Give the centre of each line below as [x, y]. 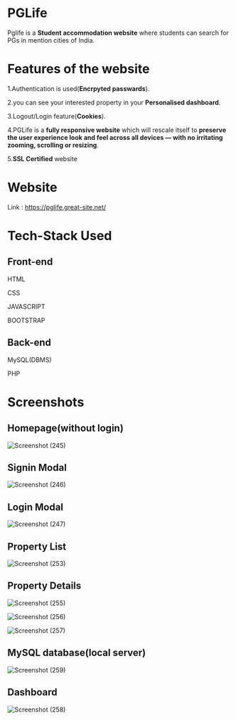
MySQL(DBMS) [29, 359]
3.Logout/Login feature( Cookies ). [57, 116]
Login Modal [36, 507]
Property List [37, 546]
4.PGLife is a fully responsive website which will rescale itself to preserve [117, 130]
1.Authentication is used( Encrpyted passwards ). [79, 88]
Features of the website [79, 69]
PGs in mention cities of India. [51, 40]
